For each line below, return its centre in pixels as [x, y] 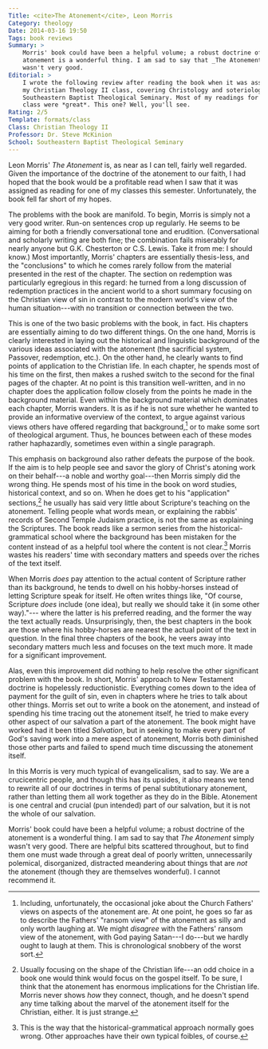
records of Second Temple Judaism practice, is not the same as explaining [131, 520]
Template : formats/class [49, 120]
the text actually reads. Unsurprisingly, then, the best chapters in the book [130, 621]
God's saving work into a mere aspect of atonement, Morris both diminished [134, 739]
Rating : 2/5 [28, 113]
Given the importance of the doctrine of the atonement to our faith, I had [127, 174]
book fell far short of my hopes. [60, 199]
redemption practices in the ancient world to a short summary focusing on [130, 291]
